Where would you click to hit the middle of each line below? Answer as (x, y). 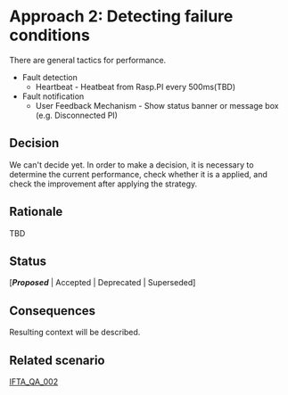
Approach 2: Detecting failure (121, 16)
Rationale (36, 212)
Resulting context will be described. (75, 333)
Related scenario (57, 360)
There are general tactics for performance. (88, 60)
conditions (50, 35)
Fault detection (49, 77)
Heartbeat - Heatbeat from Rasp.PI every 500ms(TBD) (136, 86)
